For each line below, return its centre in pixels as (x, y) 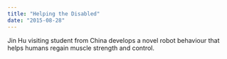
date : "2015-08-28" (36, 20)
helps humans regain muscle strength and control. (81, 48)
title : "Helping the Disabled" (54, 14)
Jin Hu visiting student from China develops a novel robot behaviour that (114, 40)
